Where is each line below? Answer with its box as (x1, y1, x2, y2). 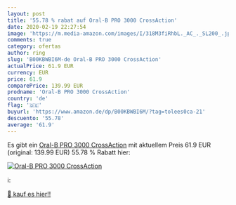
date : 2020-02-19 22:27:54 (7, 23, 86, 30)
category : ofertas (7, 43, 61, 50)
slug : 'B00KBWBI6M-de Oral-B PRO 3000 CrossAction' (7, 56, 162, 63)
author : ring (7, 50, 46, 57)
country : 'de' (7, 95, 49, 102)
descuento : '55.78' (7, 114, 65, 121)
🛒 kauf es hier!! (7, 190, 51, 198)
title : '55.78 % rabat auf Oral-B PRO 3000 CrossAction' (7, 17, 178, 24)
